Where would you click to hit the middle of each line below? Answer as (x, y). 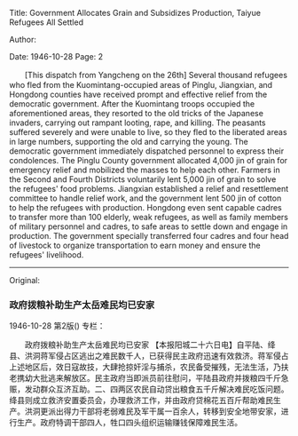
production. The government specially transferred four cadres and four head (149, 236)
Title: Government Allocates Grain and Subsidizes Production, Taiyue (135, 13)
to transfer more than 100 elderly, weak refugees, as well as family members (149, 217)
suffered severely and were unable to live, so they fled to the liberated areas (148, 132)
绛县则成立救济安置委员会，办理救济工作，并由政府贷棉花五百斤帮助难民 (141, 400)
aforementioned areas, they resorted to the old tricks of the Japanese (137, 113)
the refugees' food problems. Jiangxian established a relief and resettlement (149, 189)
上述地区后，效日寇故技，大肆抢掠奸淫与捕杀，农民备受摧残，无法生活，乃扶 (149, 367)
